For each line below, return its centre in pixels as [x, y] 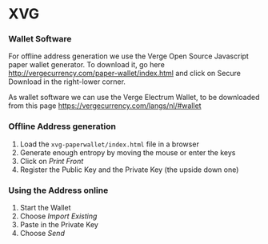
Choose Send [42, 234]
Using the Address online [58, 190]
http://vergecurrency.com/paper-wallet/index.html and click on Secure [125, 74]
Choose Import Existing [58, 216]
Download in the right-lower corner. [67, 82]
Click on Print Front [52, 161]
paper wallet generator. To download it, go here [87, 65]
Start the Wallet [45, 208]
